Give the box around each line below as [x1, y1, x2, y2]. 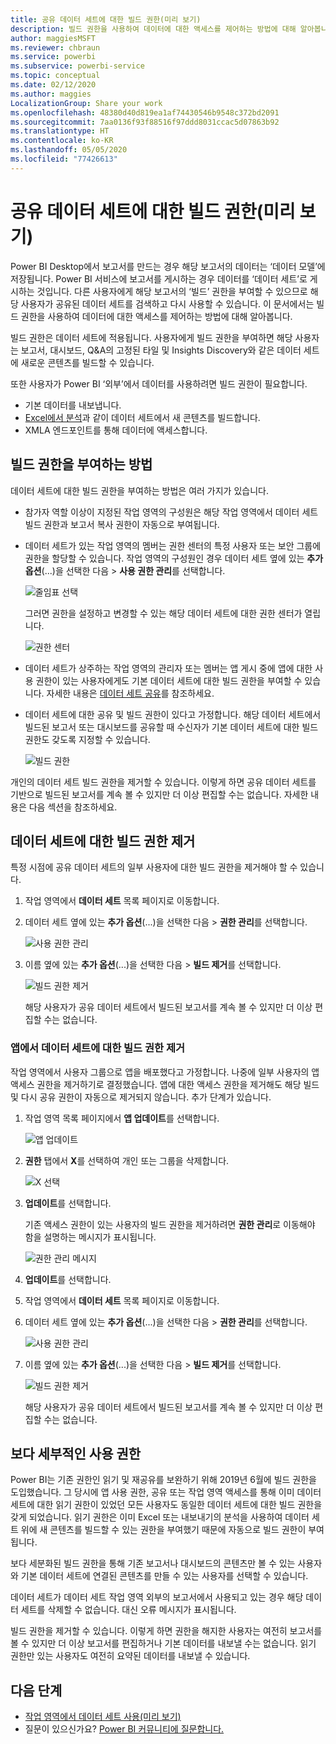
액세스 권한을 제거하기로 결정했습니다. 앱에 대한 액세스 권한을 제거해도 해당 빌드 [10, 1078, 320, 1090]
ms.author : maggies [10, 89, 92, 99]
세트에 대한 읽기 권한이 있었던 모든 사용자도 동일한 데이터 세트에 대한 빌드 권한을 [10, 1499, 323, 1511]
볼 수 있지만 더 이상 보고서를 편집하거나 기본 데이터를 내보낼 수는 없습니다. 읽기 [10, 1637, 317, 1650]
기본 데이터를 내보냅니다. [24, 399, 122, 411]
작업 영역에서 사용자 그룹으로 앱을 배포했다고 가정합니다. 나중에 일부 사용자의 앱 [10, 1066, 320, 1078]
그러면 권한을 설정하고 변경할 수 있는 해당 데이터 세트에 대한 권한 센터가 [24, 607, 303, 619]
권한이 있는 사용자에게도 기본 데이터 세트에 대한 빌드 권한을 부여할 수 [35, 674, 303, 686]
